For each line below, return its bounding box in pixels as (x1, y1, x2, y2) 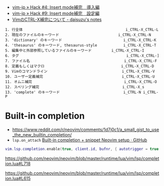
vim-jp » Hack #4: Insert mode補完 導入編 (12, 4, 100, 10)
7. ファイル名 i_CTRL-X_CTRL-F (5, 58, 158, 63)
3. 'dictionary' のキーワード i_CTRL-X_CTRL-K (5, 38, 157, 43)
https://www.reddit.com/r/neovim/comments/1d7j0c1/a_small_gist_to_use (12, 127, 159, 133)
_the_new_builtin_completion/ (12, 132, 72, 137)
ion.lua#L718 (5, 160, 31, 166)
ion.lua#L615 (5, 175, 31, 181)
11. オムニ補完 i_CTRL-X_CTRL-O (5, 80, 157, 84)
